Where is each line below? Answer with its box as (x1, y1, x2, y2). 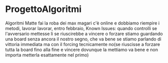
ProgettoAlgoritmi (5, 3, 82, 15)
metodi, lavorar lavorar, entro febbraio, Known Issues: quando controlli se (5, 25, 157, 31)
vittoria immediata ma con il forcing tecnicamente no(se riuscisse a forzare (5, 41, 160, 47)
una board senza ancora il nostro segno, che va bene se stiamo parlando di (5, 36, 162, 42)
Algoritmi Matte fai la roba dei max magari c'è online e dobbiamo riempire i (5, 20, 160, 26)
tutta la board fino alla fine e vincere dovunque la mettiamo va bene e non (5, 46, 158, 52)
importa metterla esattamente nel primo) (5, 51, 89, 58)
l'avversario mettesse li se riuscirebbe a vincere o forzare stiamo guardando (5, 30, 163, 36)
